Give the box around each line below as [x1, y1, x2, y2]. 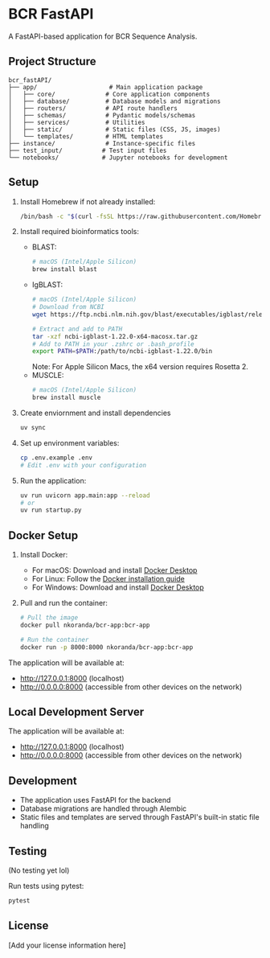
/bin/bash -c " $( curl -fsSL [19, 212, 115, 220]
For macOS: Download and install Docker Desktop [31, 565, 198, 575]
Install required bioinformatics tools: [19, 227, 139, 236]
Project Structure [8, 55, 96, 68]
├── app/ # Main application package [8, 83, 203, 91]
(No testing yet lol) [8, 865, 70, 875]
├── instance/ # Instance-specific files [8, 139, 196, 147]
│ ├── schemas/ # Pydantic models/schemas [8, 111, 196, 119]
